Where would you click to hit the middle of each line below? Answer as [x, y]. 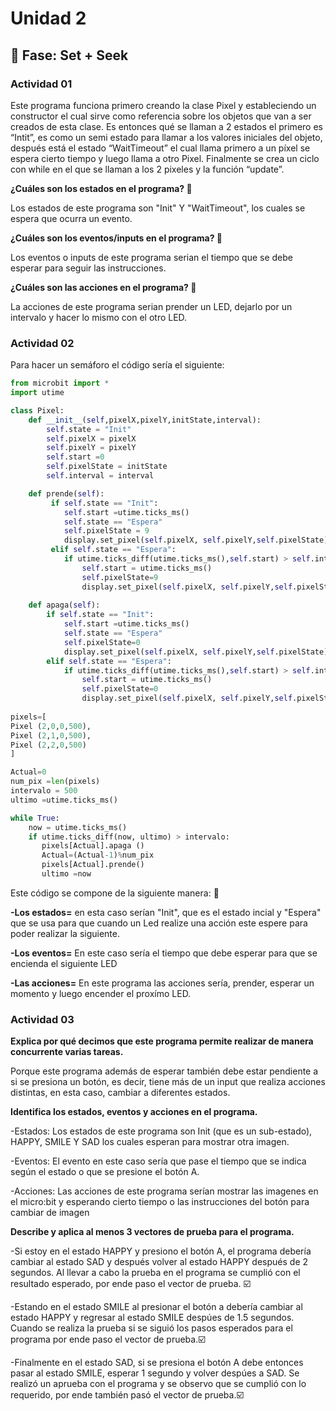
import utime [37, 393]
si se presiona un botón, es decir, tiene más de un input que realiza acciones [168, 1082]
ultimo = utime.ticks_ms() [64, 800]
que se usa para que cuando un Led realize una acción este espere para [159, 923]
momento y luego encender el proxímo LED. [101, 993]
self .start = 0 [75, 457]
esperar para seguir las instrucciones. [88, 268]
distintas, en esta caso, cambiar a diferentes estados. [120, 1093]
